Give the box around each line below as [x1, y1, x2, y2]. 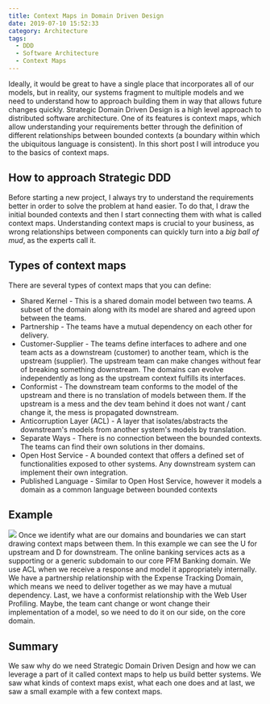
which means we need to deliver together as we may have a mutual [8, 582, 232, 592]
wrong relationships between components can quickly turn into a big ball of [8, 227, 260, 237]
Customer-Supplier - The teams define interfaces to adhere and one [19, 338, 247, 348]
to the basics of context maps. [8, 147, 110, 157]
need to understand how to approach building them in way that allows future [8, 96, 262, 106]
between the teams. [19, 312, 87, 323]
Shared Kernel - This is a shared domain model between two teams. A [19, 295, 252, 305]
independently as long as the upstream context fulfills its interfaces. [19, 373, 246, 383]
